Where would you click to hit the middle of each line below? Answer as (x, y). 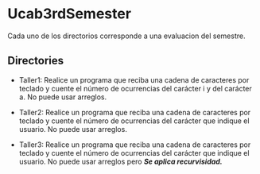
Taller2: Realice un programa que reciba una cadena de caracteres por (135, 112)
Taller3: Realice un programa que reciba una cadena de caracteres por (135, 145)
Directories (36, 61)
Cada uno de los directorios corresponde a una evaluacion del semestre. (126, 36)
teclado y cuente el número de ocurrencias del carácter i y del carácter (135, 88)
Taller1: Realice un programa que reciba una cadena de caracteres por (134, 79)
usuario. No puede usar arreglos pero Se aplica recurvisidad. (121, 161)
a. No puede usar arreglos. (63, 97)
